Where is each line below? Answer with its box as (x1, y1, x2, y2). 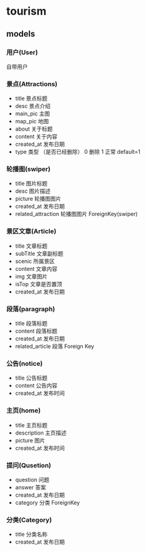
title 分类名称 (15, 531, 47, 538)
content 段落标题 (15, 328, 58, 335)
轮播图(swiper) (6, 165, 50, 173)
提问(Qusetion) (6, 461, 52, 469)
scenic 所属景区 (15, 257, 55, 265)
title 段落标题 (15, 320, 47, 327)
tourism (6, 4, 47, 18)
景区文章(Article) (6, 227, 57, 236)
